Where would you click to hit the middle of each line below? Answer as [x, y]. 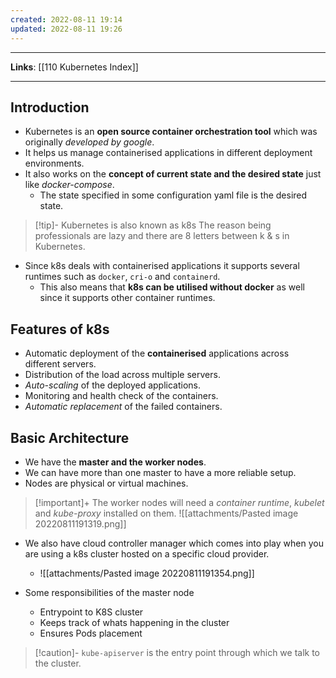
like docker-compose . [69, 185]
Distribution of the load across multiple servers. [122, 375]
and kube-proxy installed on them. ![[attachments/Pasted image [166, 513]
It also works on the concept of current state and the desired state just [173, 174]
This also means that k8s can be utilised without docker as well [172, 287]
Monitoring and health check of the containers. [121, 396]
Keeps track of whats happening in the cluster [134, 622]
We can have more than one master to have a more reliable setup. [160, 472]
